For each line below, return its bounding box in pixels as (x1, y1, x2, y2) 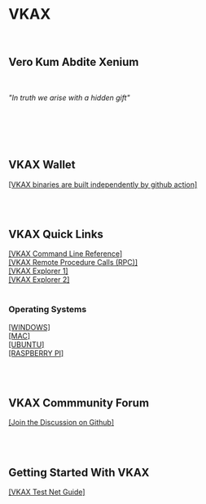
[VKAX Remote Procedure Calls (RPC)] (8, 258, 138, 267)
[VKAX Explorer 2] (8, 275, 70, 285)
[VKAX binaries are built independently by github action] (8, 180, 198, 189)
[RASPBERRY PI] (8, 348, 64, 358)
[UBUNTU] (8, 339, 45, 350)
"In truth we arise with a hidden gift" (8, 93, 130, 102)
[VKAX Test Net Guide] (8, 487, 85, 497)
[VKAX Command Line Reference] (8, 249, 123, 259)
